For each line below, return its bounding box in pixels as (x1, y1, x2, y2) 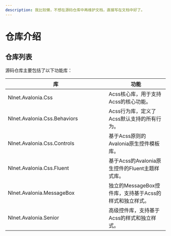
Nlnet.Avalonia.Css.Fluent (8, 164, 69, 171)
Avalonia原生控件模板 (108, 140, 160, 147)
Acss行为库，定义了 (108, 107, 157, 114)
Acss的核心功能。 (108, 98, 152, 105)
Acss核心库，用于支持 (108, 90, 162, 97)
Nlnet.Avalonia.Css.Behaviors (8, 115, 78, 122)
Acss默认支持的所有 (108, 115, 157, 122)
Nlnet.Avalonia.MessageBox (8, 189, 75, 196)
